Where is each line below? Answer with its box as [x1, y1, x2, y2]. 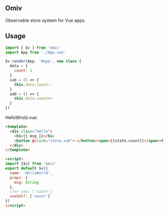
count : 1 [14, 68, 32, 73]
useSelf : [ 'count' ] [9, 194, 50, 199]
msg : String [14, 180, 39, 185]
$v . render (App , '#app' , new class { [5, 59, 81, 64]
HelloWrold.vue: [5, 115, 38, 120]
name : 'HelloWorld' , [9, 170, 52, 175]
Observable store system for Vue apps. [5, 17, 86, 23]
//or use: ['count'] [9, 189, 52, 194]
